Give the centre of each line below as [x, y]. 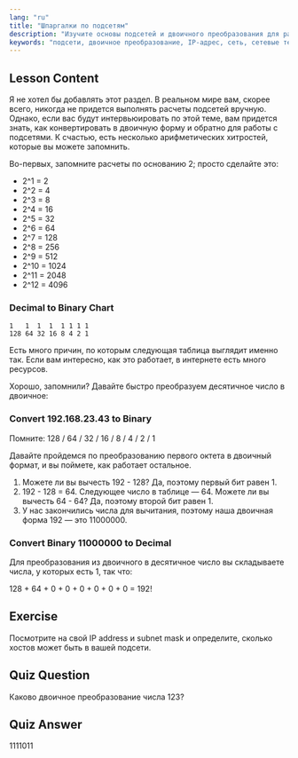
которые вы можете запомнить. [70, 146]
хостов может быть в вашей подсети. [80, 647]
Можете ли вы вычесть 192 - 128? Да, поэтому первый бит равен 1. [149, 482]
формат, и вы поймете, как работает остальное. [101, 465]
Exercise [34, 616]
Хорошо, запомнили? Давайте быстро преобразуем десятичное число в [147, 386]
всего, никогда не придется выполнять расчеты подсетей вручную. [138, 109]
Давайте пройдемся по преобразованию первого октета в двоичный [141, 455]
